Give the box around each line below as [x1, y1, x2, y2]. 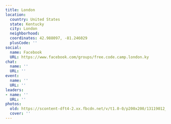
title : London [5, 7, 36, 13]
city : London [10, 26, 38, 31]
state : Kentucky [10, 21, 44, 27]
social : [5, 45, 22, 50]
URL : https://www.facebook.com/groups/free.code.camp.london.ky [10, 54, 149, 60]
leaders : [5, 87, 24, 93]
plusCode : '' [10, 40, 38, 46]
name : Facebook [10, 50, 42, 55]
